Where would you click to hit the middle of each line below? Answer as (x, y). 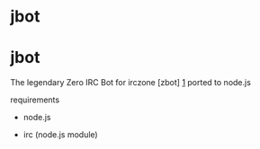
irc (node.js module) (60, 135)
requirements (35, 100)
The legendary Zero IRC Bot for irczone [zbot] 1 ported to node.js (130, 83)
